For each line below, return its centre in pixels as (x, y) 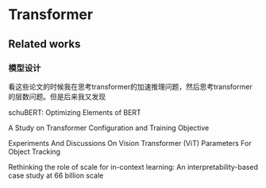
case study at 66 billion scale (56, 175)
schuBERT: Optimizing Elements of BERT (75, 112)
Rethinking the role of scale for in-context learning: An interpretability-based (133, 167)
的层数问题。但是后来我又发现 (57, 96)
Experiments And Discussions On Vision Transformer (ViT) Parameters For (130, 143)
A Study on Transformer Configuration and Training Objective (109, 128)
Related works (44, 44)
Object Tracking (35, 152)
